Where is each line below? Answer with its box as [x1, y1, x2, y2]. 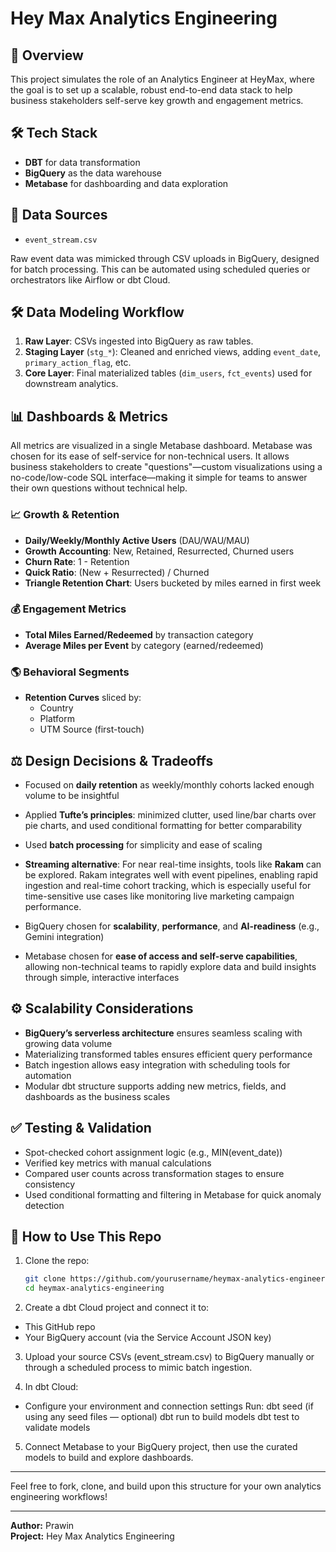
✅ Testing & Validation [10, 1120, 152, 1137]
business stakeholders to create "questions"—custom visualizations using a [10, 461, 323, 473]
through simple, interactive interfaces [24, 971, 180, 983]
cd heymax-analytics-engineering [24, 1283, 165, 1294]
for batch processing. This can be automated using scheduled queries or [10, 263, 311, 275]
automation [24, 1069, 72, 1081]
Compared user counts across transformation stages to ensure [24, 1167, 285, 1179]
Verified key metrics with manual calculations [24, 1157, 212, 1169]
